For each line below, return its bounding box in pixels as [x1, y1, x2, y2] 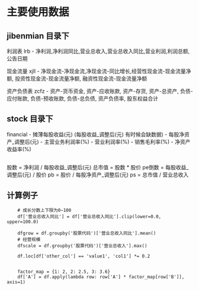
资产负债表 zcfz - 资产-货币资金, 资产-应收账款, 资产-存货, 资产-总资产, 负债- [7, 88, 193, 95]
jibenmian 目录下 [7, 31, 70, 41]
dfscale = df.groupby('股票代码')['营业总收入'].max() [17, 243, 147, 249]
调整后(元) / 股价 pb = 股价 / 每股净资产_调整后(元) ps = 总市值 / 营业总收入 [7, 171, 189, 178]
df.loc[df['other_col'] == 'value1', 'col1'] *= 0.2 [17, 253, 150, 259]
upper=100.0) [7, 219, 39, 225]
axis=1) [7, 279, 26, 285]
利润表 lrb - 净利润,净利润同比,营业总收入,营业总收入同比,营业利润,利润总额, [7, 48, 190, 54]
